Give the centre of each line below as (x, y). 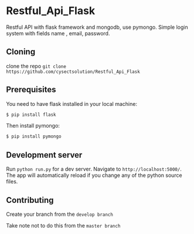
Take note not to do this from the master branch (63, 225)
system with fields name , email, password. (58, 33)
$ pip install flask (31, 115)
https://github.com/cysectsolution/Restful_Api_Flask (73, 72)
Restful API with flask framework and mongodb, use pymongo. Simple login (97, 27)
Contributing (30, 200)
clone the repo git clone (36, 66)
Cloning (21, 52)
